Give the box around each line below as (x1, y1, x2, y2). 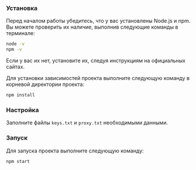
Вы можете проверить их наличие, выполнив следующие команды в (6, 23, 178, 30)
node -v (6, 41, 25, 47)
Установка (6, 4, 38, 12)
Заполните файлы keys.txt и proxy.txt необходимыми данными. (6, 119, 169, 126)
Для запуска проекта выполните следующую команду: (6, 147, 145, 154)
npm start (6, 158, 30, 164)
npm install (6, 92, 35, 98)
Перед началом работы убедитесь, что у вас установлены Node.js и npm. (6, 18, 191, 25)
